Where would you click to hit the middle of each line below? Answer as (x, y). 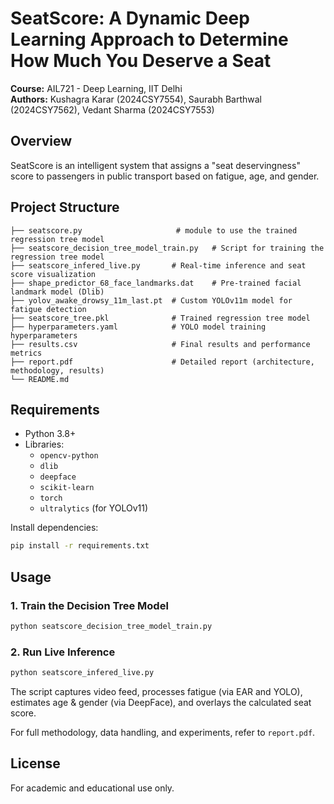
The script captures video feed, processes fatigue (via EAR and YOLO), (156, 691)
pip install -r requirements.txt (80, 546)
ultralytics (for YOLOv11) (94, 508)
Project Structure (65, 207)
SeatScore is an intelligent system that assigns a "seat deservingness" (155, 165)
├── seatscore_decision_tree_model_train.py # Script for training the (167, 248)
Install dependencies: (54, 528)
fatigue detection (48, 309)
